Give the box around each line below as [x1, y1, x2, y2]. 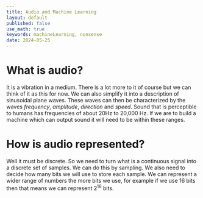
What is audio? [6, 63, 84, 77]
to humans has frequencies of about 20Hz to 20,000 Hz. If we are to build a [6, 109, 196, 116]
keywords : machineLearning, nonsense [6, 32, 102, 38]
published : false [6, 20, 51, 26]
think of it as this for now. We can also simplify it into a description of [6, 90, 180, 97]
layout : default [6, 15, 48, 21]
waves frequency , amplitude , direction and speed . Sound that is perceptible [6, 103, 197, 110]
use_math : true [6, 26, 45, 32]
